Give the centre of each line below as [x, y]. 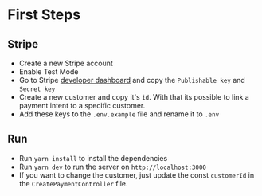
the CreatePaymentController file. [73, 183]
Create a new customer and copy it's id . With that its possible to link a [134, 97]
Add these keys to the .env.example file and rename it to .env [119, 114]
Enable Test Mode [49, 72]
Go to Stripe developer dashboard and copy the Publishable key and [132, 80]
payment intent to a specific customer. [82, 106]
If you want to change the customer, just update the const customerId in [137, 175]
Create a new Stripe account [66, 63]
